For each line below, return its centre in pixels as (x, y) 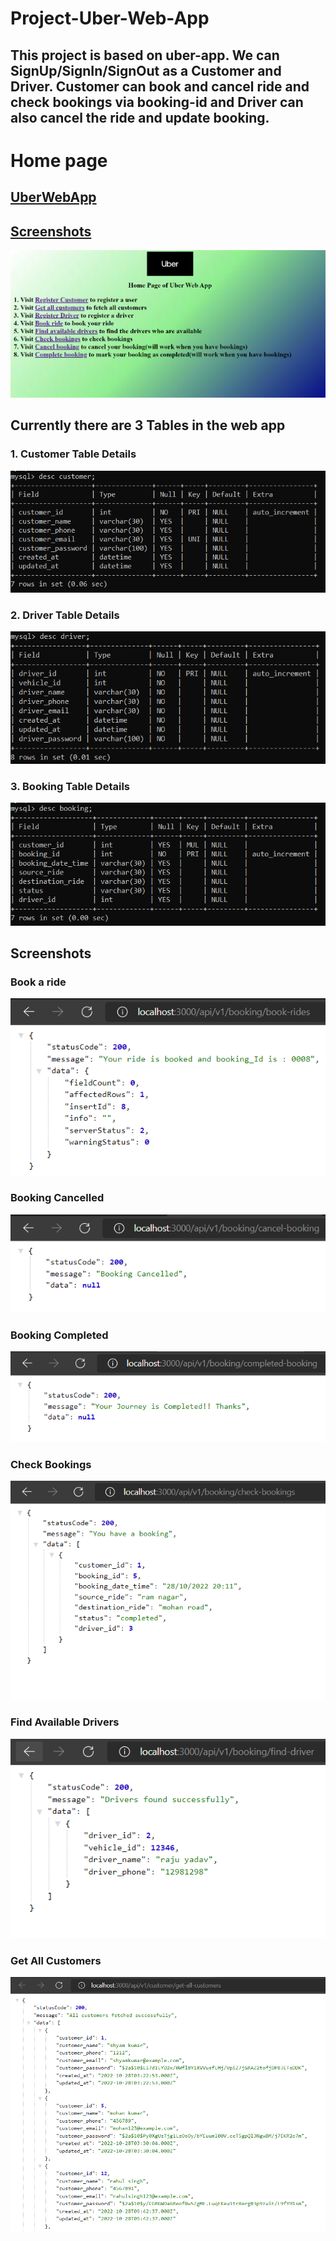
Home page (59, 160)
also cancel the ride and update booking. (140, 117)
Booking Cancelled (57, 1198)
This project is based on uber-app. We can (145, 55)
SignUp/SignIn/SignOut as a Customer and (146, 70)
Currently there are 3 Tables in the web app (148, 425)
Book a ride (38, 982)
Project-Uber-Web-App (110, 18)
